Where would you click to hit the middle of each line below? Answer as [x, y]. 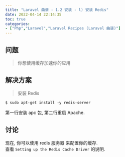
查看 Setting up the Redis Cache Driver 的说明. [55, 149]
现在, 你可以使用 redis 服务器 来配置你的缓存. [51, 142]
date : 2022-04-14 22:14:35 [33, 14]
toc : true [16, 19]
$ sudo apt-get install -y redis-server [48, 102]
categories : [18, 24]
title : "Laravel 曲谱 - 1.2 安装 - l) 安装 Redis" [57, 10]
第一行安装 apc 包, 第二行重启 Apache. [45, 112]
